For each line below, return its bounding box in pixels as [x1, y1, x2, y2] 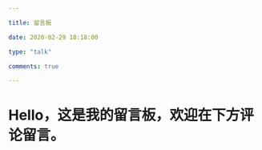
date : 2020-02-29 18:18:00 [8, 33, 99, 41]
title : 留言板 [8, 18, 52, 26]
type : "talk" [8, 47, 52, 56]
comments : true [8, 62, 59, 71]
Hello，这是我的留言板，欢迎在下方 [8, 106, 240, 124]
